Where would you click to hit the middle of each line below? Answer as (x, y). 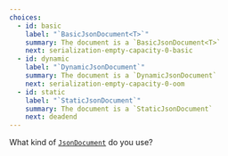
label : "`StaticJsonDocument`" (83, 100)
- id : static (41, 92)
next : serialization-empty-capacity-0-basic (109, 51)
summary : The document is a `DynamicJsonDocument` (121, 76)
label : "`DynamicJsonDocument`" (85, 68)
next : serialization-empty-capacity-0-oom (105, 84)
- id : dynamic (43, 59)
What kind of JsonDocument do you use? (81, 143)
